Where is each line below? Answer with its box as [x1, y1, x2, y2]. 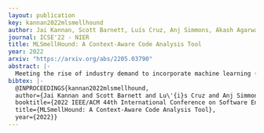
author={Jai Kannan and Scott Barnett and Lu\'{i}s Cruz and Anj [15, 92, 234, 99]
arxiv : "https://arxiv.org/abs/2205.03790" [8, 56, 153, 63]
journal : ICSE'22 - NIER [8, 33, 90, 41]
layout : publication [8, 11, 76, 20]
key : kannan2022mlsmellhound [8, 19, 104, 27]
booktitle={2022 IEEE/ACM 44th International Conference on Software [15, 99, 247, 106]
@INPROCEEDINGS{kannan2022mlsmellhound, [15, 84, 149, 92]
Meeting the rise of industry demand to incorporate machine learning [15, 70, 251, 77]
